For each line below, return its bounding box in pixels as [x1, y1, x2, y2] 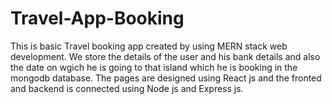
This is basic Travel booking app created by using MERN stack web [10, 40, 288, 52]
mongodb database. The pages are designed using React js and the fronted [10, 72, 322, 84]
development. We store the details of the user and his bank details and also [10, 50, 321, 62]
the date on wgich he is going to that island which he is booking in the [10, 61, 298, 73]
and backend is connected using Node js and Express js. [10, 82, 244, 94]
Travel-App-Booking [10, 7, 185, 30]
